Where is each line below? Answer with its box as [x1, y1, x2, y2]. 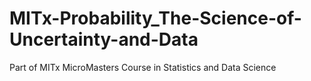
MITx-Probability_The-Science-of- [9, 7, 302, 30]
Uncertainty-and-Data [9, 28, 199, 51]
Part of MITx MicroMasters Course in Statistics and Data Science [9, 61, 277, 73]
